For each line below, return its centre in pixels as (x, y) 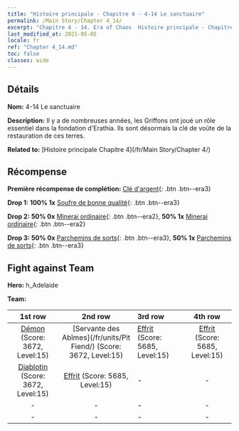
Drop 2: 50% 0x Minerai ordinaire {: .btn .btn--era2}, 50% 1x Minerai (108, 217)
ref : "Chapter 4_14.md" (43, 47)
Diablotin (33, 367)
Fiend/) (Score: (96, 347)
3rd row (151, 317)
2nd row (96, 317)
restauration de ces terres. (46, 136)
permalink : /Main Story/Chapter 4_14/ (65, 21)
